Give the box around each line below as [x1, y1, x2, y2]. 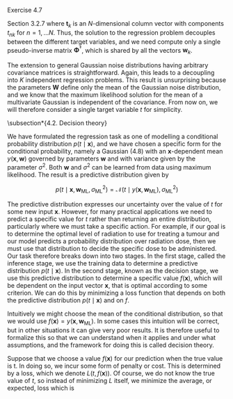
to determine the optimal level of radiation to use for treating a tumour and [7, 229, 220, 238]
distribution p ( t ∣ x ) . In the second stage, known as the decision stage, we [7, 267, 219, 275]
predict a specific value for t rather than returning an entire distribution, [7, 215, 211, 223]
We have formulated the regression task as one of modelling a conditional [7, 132, 218, 141]
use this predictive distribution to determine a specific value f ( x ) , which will [7, 274, 223, 282]
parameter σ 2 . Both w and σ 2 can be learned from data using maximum [7, 162, 211, 171]
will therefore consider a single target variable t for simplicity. [7, 106, 183, 114]
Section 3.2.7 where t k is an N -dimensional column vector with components [7, 19, 225, 29]
